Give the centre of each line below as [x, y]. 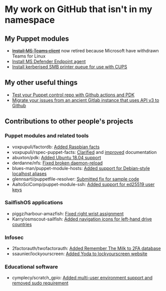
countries [22, 224]
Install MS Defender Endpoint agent [49, 61]
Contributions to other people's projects [69, 121]
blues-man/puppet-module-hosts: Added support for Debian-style [81, 168]
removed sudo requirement [40, 283]
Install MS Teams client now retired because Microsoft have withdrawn [85, 51]
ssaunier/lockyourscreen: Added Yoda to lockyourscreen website [80, 254]
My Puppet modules [37, 39]
